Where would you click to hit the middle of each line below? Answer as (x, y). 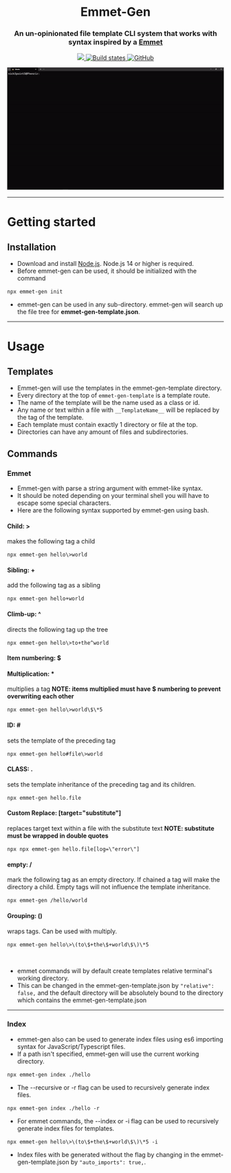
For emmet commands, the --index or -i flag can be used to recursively (118, 1121)
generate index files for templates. (66, 1128)
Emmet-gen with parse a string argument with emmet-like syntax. (110, 488)
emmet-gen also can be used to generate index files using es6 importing (120, 1039)
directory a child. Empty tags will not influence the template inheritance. (109, 887)
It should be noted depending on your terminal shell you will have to (113, 496)
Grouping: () (25, 915)
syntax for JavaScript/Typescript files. (71, 1046)
